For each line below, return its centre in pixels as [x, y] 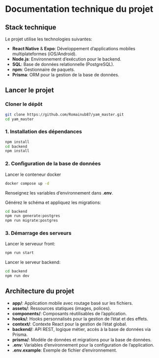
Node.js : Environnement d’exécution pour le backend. [67, 59]
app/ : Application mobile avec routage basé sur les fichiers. [73, 303]
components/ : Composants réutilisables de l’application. [69, 313]
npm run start [20, 253]
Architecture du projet [40, 291]
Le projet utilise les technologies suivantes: [49, 39]
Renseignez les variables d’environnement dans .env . [59, 193]
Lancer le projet [29, 90]
